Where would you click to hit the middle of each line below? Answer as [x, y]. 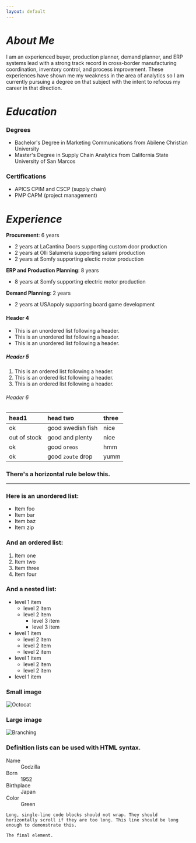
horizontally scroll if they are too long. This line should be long [92, 820]
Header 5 [17, 357]
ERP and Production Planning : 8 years [52, 271]
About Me [30, 40]
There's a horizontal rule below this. [58, 474]
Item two [25, 562]
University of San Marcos [45, 161]
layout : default [26, 11]
